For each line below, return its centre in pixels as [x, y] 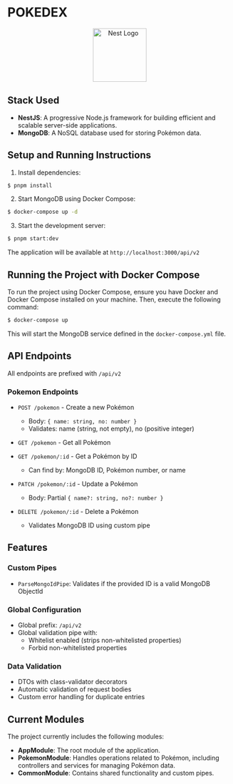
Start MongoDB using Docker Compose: [77, 199]
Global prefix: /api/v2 [50, 625]
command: [23, 307]
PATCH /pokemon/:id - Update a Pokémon [78, 484]
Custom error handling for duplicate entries [81, 697]
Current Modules [46, 719]
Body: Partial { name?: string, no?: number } [96, 497]
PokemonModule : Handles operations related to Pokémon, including [118, 758]
